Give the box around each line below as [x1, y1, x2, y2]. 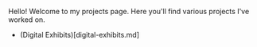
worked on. [8, 15, 45, 24]
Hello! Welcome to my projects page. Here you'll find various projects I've [8, 7, 250, 16]
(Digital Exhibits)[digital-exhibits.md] [19, 31, 139, 39]
